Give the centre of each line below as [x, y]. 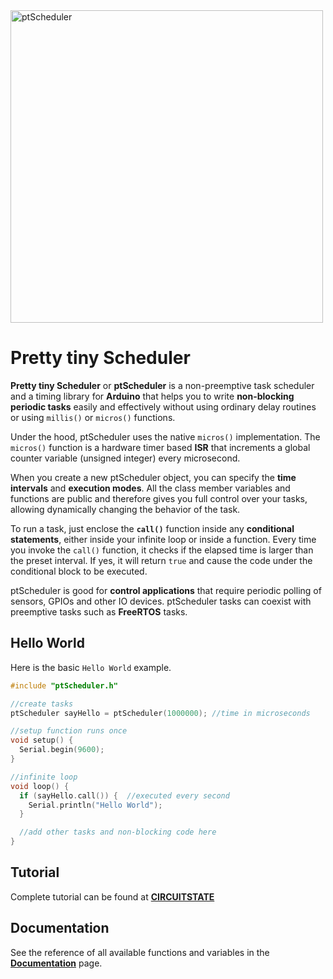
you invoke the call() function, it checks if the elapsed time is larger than [162, 550]
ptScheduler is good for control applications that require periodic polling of [166, 590]
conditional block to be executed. [79, 571]
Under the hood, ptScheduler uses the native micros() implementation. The [165, 436]
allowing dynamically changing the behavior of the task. [125, 509]
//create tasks [42, 704]
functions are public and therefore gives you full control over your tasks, [159, 498]
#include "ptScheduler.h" [64, 685]
